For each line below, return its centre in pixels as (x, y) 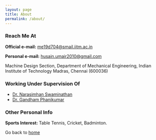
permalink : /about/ (25, 19)
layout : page (18, 10)
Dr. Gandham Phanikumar (38, 99)
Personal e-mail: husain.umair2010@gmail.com (53, 56)
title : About (18, 14)
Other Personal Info (29, 112)
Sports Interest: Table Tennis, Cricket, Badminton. (56, 123)
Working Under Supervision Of (43, 84)
